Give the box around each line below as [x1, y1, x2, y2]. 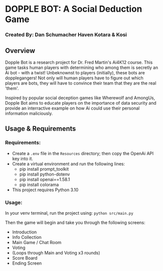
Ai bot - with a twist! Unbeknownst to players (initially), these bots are [5, 69, 145, 75]
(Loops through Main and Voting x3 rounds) [12, 249, 101, 255]
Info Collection [12, 234, 42, 240]
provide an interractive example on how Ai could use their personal [5, 105, 140, 111]
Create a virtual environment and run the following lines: [12, 160, 125, 167]
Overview [5, 46, 36, 55]
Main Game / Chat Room [12, 239, 62, 245]
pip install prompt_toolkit [19, 166, 69, 172]
